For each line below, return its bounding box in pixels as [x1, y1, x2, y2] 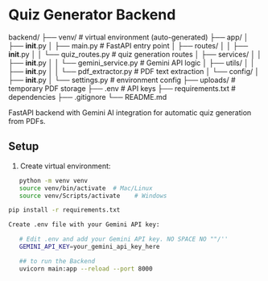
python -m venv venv [19, 176, 89, 184]
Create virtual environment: [19, 161, 111, 171]
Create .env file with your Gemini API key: [8, 221, 160, 229]
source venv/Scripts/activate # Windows [19, 192, 167, 200]
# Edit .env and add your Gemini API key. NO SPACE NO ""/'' [19, 235, 229, 243]
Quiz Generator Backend [8, 6, 176, 24]
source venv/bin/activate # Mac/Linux [19, 184, 153, 192]
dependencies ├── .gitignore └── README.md [8, 92, 167, 101]
